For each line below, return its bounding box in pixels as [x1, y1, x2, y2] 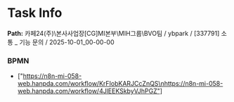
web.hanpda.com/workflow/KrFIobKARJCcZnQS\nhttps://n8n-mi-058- [17, 79, 223, 88]
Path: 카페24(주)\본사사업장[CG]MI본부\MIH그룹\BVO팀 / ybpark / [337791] [7, 29, 220, 37]
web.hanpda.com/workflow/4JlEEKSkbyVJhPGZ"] [17, 87, 163, 96]
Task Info [7, 5, 63, 21]
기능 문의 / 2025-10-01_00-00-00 [19, 37, 115, 46]
